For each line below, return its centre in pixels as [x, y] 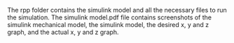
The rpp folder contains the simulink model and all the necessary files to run [117, 10]
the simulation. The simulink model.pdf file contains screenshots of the [110, 17]
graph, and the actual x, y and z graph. [63, 32]
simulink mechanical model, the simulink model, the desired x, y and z [108, 25]
